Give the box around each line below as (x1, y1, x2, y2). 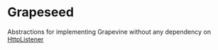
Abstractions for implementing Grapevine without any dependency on (7, 27, 212, 36)
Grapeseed (7, 4, 75, 20)
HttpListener (7, 35, 44, 43)
